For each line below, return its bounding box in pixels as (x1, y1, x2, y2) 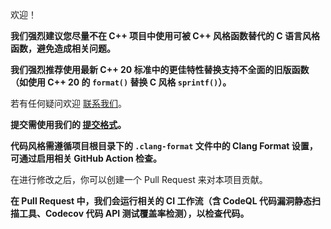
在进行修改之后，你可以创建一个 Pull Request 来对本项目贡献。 (10, 174, 268, 185)
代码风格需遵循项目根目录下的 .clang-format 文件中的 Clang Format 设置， (10, 140, 318, 152)
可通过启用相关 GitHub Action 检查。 (10, 153, 162, 164)
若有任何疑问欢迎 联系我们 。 (10, 98, 127, 109)
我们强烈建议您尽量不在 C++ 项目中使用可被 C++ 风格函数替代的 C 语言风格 (10, 30, 320, 42)
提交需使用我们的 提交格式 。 (10, 119, 127, 130)
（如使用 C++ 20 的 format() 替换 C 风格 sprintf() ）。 (10, 76, 232, 88)
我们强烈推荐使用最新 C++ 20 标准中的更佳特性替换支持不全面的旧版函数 (10, 64, 310, 75)
